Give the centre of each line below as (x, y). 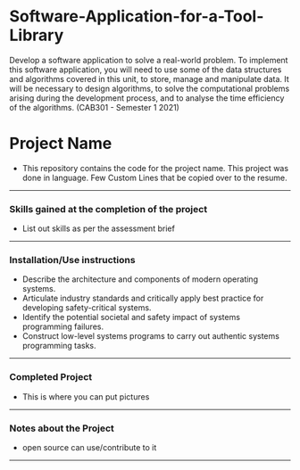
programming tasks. (59, 346)
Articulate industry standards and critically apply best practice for (143, 298)
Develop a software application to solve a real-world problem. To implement (149, 60)
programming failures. (63, 326)
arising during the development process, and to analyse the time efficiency (147, 98)
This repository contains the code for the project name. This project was (155, 168)
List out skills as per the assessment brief (99, 228)
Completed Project (51, 377)
